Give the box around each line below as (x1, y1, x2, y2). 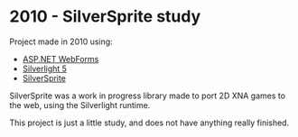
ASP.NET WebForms (22, 53, 99, 64)
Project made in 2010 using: (9, 36, 113, 47)
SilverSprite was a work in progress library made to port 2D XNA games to (9, 90, 286, 101)
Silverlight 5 (22, 63, 68, 74)
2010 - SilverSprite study (9, 6, 201, 27)
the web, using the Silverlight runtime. (9, 99, 151, 110)
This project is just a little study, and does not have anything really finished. (9, 117, 290, 128)
